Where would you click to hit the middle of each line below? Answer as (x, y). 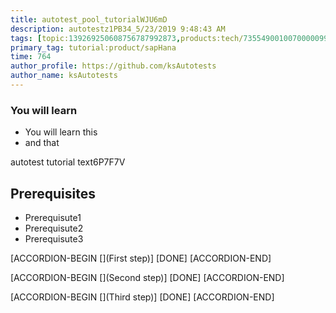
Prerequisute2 (54, 228)
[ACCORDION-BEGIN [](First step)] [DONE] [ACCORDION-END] (141, 258)
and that (42, 143)
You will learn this (61, 132)
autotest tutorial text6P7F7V (68, 162)
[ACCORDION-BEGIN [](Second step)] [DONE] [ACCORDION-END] (147, 277)
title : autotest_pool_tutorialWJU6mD (89, 19)
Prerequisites (53, 193)
